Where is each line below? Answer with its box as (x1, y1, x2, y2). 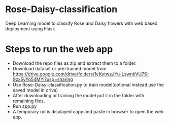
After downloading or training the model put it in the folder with (12, 92, 145, 98)
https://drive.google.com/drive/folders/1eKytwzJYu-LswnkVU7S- (12, 71, 149, 77)
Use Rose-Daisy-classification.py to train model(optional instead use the (12, 81, 164, 88)
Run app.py (12, 103, 37, 109)
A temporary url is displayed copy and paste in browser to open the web (12, 108, 164, 114)
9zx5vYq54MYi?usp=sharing (12, 76, 73, 82)
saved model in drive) (12, 87, 58, 93)
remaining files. (12, 98, 45, 104)
